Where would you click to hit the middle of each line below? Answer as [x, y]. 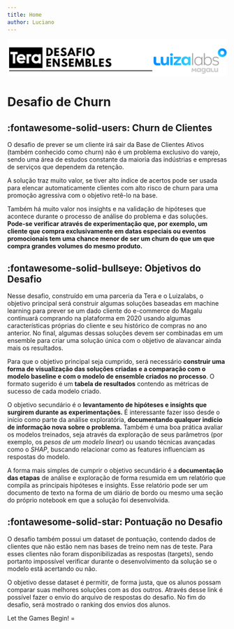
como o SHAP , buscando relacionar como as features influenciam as [106, 450]
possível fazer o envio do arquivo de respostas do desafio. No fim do [107, 597]
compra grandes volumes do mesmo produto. [75, 246]
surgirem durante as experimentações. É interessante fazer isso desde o [114, 412]
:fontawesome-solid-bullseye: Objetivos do [104, 268]
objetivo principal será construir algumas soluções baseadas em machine [113, 304]
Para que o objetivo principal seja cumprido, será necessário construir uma [116, 362]
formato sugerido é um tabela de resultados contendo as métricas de [108, 384]
